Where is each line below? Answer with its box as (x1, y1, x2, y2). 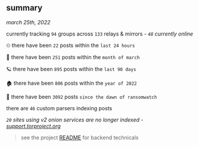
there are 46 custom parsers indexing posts (6, 104, 113, 111)
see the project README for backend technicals (20, 134, 139, 141)
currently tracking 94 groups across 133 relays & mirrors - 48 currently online (6, 30, 194, 37)
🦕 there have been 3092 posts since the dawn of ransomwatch (6, 93, 157, 100)
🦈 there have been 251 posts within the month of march (6, 53, 140, 60)
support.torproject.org (6, 122, 61, 129)
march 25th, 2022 (6, 18, 51, 25)
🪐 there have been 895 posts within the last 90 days (6, 65, 136, 72)
